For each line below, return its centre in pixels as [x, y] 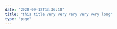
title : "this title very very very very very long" [59, 14]
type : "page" [18, 19]
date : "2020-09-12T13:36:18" [35, 10]
